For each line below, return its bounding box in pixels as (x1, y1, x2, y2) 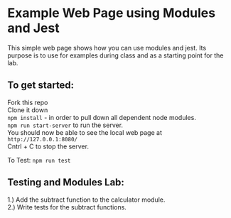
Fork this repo (7, 98, 48, 107)
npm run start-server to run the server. (7, 121, 123, 129)
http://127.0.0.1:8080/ (7, 136, 78, 143)
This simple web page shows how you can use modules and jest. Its (7, 43, 207, 52)
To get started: (7, 80, 75, 92)
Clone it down (7, 105, 48, 114)
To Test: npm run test (7, 156, 71, 164)
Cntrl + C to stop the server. (7, 142, 89, 151)
